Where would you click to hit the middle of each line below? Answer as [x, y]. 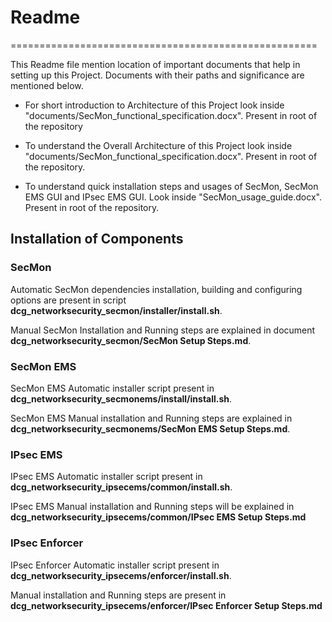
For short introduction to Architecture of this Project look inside [154, 105]
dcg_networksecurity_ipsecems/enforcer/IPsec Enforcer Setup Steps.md [166, 605]
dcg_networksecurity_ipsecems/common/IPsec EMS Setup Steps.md [158, 517]
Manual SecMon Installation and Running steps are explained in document [163, 330]
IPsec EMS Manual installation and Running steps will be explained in [152, 507]
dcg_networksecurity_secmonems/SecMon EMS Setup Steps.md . [150, 428]
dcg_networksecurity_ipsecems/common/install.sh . [121, 487]
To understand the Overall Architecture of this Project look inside [158, 145]
